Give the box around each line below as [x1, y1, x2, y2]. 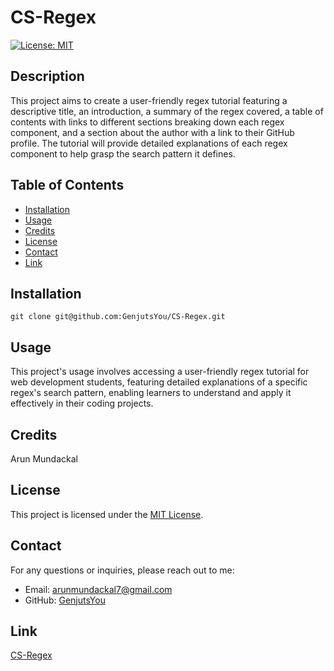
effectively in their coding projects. [10, 397, 154, 410]
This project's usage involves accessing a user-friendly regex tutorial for [10, 366, 310, 378]
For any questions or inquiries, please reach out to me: [10, 564, 235, 576]
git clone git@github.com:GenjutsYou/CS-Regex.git [10, 312, 226, 322]
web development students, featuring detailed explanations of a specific [10, 376, 308, 388]
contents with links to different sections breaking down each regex [10, 116, 285, 128]
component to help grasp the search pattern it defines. [10, 147, 236, 160]
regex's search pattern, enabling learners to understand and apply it [10, 387, 292, 399]
